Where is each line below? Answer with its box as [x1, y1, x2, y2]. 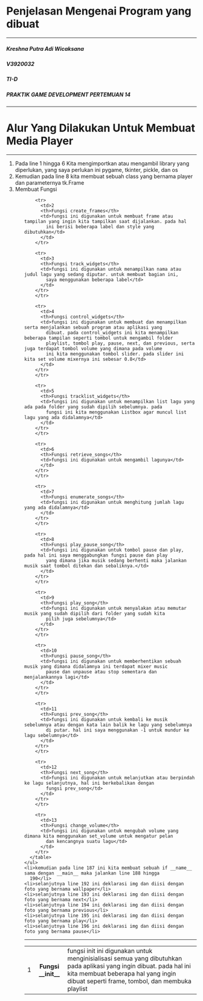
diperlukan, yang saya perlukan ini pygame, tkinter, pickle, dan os [14, 166, 178, 173]
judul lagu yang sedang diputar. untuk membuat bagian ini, [24, 271, 179, 277]
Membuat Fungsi [14, 185, 57, 193]
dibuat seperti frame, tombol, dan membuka [67, 977, 192, 985]
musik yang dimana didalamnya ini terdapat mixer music [24, 663, 168, 670]
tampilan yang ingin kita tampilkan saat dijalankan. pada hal [24, 218, 187, 225]
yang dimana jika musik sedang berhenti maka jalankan [45, 557, 187, 564]
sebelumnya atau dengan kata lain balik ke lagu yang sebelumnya [24, 722, 192, 728]
